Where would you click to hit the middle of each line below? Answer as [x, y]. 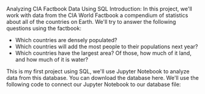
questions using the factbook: [44, 28]
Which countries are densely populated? [66, 40]
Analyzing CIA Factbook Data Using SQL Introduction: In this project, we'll [99, 9]
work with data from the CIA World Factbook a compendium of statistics [97, 15]
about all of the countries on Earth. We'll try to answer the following [91, 22]
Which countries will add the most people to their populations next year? [106, 46]
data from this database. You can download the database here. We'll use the [102, 78]
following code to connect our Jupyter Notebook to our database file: [94, 84]
